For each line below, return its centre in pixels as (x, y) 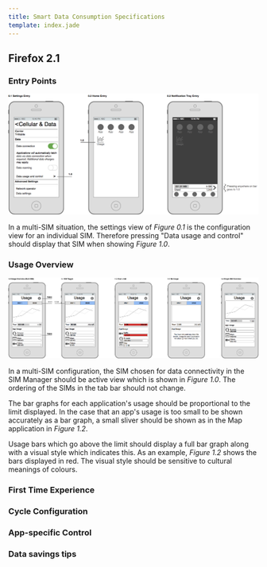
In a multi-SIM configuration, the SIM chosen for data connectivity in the (126, 371)
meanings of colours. (43, 469)
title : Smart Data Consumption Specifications (87, 17)
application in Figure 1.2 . (48, 429)
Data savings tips (43, 553)
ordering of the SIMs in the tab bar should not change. (97, 388)
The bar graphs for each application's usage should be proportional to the (129, 403)
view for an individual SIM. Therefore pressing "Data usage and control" (126, 235)
